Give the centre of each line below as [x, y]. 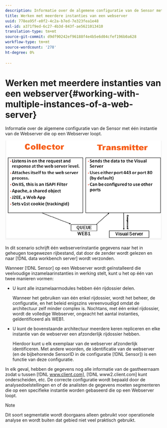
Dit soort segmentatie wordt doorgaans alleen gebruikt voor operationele [80, 415]
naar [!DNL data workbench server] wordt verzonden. [60, 258]
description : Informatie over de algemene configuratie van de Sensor [80, 10]
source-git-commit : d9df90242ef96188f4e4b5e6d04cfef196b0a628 [71, 37]
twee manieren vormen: [29, 279]
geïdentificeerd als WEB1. [39, 319]
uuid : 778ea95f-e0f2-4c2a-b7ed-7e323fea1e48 [52, 21]
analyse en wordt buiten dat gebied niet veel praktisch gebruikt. [70, 420]
